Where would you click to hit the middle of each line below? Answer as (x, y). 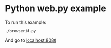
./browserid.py (21, 31)
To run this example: (26, 22)
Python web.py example (56, 9)
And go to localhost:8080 (31, 40)
